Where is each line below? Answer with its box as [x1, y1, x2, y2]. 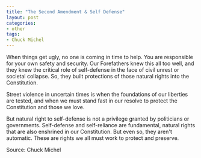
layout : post [6, 14, 39, 21]
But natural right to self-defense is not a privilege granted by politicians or [6, 115, 190, 122]
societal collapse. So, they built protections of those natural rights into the [6, 73, 190, 80]
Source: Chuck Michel [6, 146, 61, 153]
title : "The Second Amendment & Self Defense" [6, 8, 125, 15]
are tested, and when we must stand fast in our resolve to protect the [6, 97, 178, 104]
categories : [6, 20, 36, 26]
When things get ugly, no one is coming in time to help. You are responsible [6, 54, 194, 60]
